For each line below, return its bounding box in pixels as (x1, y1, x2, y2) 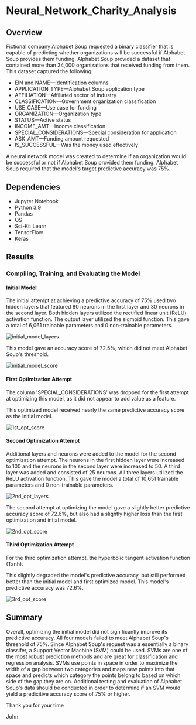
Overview (6, 28, 43, 37)
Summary (6, 613, 43, 623)
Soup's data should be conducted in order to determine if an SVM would (6, 684, 181, 691)
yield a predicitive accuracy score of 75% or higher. (6, 690, 130, 697)
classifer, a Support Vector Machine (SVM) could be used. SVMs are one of (6, 647, 188, 654)
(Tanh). (6, 560, 23, 567)
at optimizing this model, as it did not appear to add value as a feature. (6, 395, 176, 402)
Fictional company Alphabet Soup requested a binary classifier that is (6, 43, 174, 50)
